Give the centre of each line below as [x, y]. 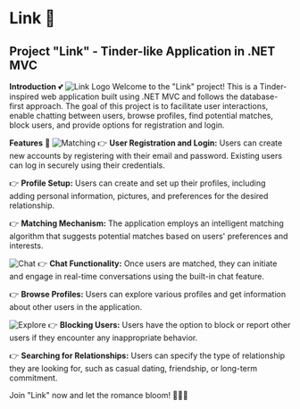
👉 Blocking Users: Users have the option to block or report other [169, 325]
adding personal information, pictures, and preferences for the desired [139, 196]
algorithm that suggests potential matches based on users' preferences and [149, 236]
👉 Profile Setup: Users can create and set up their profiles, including [137, 183]
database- [259, 96]
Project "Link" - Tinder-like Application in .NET [142, 51]
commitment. [33, 378]
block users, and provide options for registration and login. [117, 125]
